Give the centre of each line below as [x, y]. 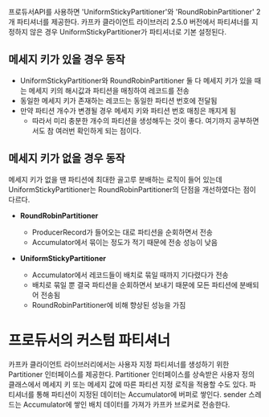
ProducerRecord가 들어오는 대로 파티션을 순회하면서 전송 [122, 232]
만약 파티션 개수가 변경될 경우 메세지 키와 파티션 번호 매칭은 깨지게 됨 [128, 110]
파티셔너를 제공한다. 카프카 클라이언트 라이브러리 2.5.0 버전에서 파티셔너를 [133, 22]
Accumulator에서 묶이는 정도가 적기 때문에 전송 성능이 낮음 [125, 242]
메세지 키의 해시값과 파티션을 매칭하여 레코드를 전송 [109, 90]
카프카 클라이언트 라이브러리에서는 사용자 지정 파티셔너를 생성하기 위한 [119, 364]
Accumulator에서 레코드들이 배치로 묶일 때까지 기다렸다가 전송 [130, 275]
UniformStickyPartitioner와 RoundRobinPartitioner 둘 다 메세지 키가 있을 [136, 80]
